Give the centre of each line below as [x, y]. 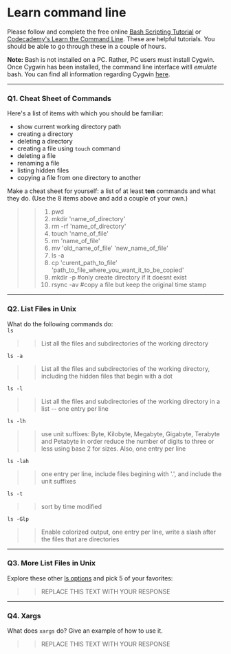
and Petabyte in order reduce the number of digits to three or [128, 441]
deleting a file [36, 156]
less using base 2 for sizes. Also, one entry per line [113, 449]
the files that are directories [80, 539]
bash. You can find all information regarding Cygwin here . [89, 74]
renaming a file [38, 163]
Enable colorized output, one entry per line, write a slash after [129, 532]
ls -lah [18, 461]
